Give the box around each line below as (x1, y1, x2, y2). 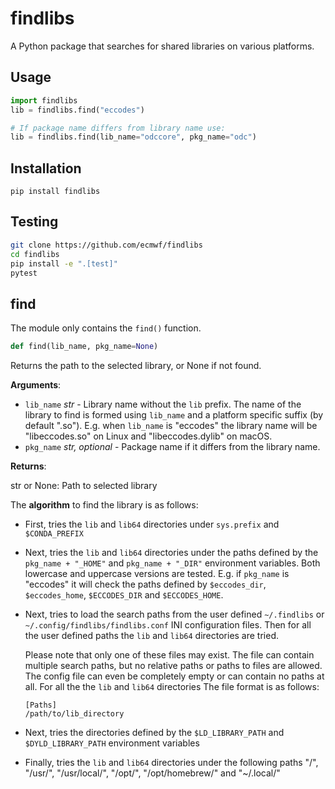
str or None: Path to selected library (10, 480, 158, 492)
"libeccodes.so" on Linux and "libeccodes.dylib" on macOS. (24, 430, 273, 442)
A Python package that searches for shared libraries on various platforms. (10, 40, 315, 52)
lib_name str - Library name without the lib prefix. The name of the (24, 398, 302, 411)
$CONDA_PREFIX (24, 529, 84, 539)
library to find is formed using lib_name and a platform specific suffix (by (24, 409, 324, 421)
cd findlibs (10, 249, 60, 259)
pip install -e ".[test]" (10, 258, 118, 269)
